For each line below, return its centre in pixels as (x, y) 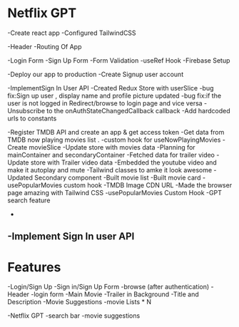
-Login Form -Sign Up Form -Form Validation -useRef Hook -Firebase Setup (119, 60)
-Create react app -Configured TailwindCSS (72, 33)
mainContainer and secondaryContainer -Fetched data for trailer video (111, 155)
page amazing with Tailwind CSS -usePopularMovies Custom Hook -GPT (115, 192)
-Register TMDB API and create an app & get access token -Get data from (116, 132)
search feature (29, 200)
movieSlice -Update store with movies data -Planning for (112, 147)
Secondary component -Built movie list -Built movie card (118, 177)
